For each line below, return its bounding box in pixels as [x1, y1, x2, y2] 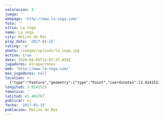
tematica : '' [5, 89, 32, 94]
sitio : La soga [5, 25, 36, 30]
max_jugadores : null [5, 71, 47, 76]
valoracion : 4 [5, 7, 34, 12]
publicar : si [5, 98, 32, 103]
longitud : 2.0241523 [5, 84, 47, 90]
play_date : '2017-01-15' [5, 39, 56, 44]
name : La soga [5, 30, 34, 35]
